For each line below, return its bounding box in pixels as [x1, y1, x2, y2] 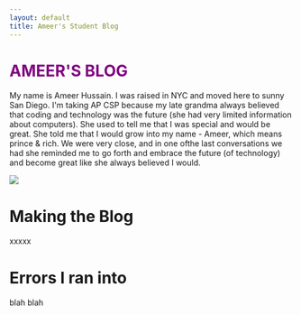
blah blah [9, 297, 44, 308]
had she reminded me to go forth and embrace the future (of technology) [9, 148, 281, 159]
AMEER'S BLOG [9, 60, 128, 81]
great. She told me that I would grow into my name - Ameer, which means [9, 128, 282, 140]
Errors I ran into [9, 267, 128, 288]
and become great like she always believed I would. [9, 157, 201, 168]
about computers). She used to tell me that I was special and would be [9, 119, 271, 130]
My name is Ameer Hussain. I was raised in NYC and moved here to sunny [9, 90, 285, 101]
